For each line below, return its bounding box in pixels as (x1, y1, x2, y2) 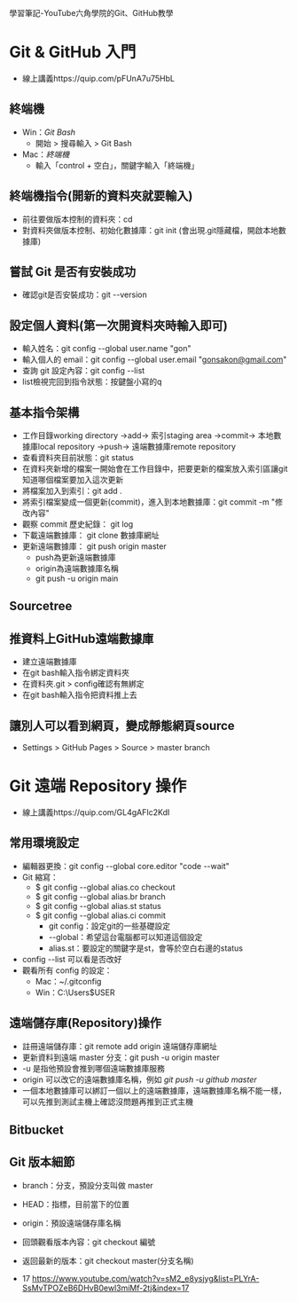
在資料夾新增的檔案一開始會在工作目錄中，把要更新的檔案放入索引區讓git (21, 464, 288, 474)
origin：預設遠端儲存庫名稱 (21, 1218, 121, 1228)
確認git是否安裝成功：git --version (21, 289, 148, 300)
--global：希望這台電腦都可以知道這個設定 (48, 931, 203, 942)
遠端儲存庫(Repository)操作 (9, 1016, 162, 1031)
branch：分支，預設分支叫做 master (21, 1180, 153, 1190)
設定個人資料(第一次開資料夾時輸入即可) (9, 318, 228, 333)
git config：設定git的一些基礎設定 (48, 921, 171, 931)
